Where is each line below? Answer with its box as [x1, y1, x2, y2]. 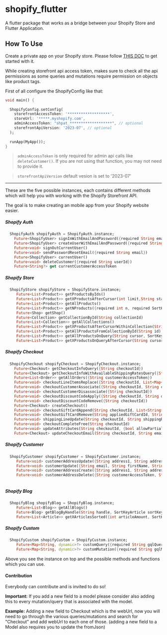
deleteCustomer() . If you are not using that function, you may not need [17, 158, 162, 164]
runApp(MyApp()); [9, 139, 46, 144]
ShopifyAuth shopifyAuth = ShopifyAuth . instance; [9, 231, 114, 237]
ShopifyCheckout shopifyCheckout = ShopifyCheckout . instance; [9, 361, 141, 366]
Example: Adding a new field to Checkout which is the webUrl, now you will [5, 608, 160, 614]
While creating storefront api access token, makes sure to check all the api [5, 68, 158, 74]
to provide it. [17, 163, 44, 170]
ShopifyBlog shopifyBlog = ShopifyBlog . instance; [9, 500, 114, 506]
